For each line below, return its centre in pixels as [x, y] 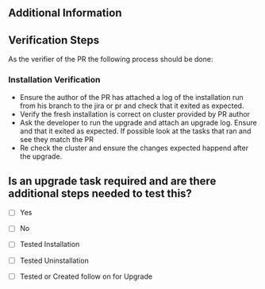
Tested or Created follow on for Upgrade [86, 276]
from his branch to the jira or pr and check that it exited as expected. [132, 106]
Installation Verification [54, 80]
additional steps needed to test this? [100, 193]
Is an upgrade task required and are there [112, 181]
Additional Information [65, 13]
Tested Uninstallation [54, 260]
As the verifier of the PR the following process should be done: [111, 60]
